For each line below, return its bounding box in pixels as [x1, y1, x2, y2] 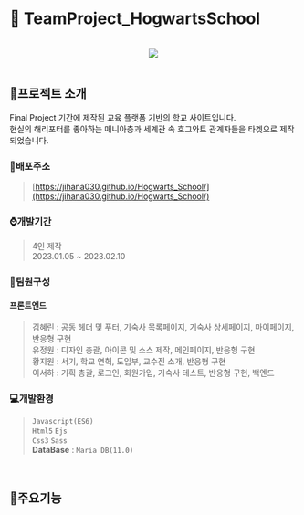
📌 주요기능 [9, 490, 62, 506]
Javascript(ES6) [31, 416, 94, 426]
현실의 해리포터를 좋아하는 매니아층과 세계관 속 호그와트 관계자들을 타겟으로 [9, 123, 278, 134]
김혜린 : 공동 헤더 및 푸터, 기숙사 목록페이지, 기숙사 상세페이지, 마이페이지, [31, 321, 295, 332]
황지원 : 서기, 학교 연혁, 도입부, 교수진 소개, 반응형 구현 [31, 356, 226, 367]
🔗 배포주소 [9, 160, 50, 173]
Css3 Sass [31, 436, 68, 446]
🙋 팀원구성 [9, 276, 50, 289]
